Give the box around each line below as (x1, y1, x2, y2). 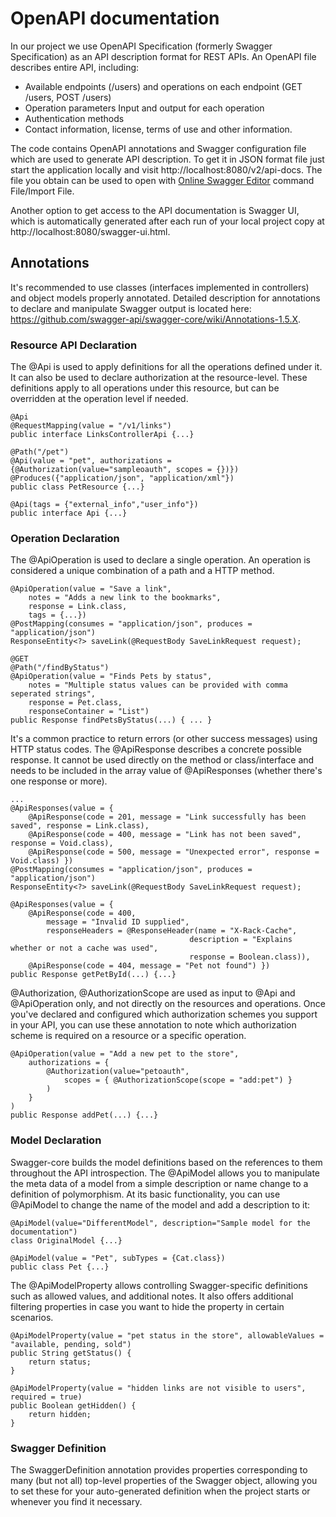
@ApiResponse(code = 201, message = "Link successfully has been (28, 812, 307, 822)
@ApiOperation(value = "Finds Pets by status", (10, 672, 213, 682)
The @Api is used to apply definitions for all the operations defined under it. (10, 361, 323, 373)
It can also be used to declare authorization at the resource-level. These (10, 372, 308, 384)
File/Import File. (10, 185, 75, 197)
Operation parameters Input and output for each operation (24, 102, 265, 114)
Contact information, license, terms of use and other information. (24, 123, 293, 135)
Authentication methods (24, 112, 125, 124)
